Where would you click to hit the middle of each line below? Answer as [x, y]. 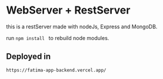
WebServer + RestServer [68, 10]
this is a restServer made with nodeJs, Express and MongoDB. [82, 27]
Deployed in [29, 57]
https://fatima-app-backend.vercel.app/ [56, 70]
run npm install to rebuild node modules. [58, 38]
